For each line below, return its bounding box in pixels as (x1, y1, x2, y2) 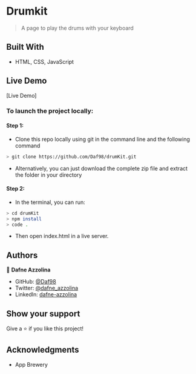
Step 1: (6, 122, 24, 129)
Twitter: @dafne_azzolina (15, 284, 79, 292)
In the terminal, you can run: (15, 199, 86, 206)
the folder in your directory (15, 171, 82, 178)
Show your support (6, 308, 80, 319)
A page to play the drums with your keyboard (21, 24, 134, 32)
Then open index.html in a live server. (15, 233, 109, 240)
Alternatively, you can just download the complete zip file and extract (15, 165, 188, 172)
